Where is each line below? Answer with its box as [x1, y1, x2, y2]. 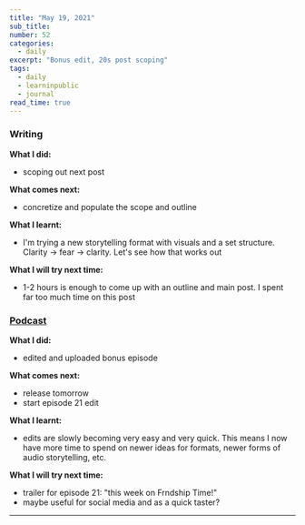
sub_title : [9, 22, 51, 31]
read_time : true [9, 97, 71, 107]
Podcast [9, 314, 47, 327]
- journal [17, 89, 54, 98]
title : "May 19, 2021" [9, 13, 95, 23]
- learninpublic [17, 81, 79, 90]
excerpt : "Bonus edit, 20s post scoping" [9, 56, 169, 65]
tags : [9, 65, 30, 74]
